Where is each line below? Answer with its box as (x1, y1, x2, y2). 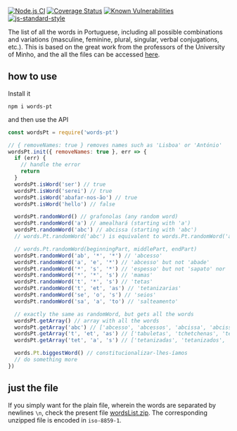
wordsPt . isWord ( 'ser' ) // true (14, 180, 106, 188)
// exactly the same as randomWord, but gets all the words (14, 311, 194, 318)
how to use (8, 70, 58, 82)
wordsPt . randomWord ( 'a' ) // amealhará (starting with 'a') (14, 220, 191, 227)
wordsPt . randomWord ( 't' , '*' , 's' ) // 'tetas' (14, 278, 153, 285)
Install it (8, 89, 31, 98)
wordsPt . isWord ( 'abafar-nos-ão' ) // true (14, 194, 138, 201)
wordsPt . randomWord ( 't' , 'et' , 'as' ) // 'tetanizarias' (14, 285, 181, 292)
